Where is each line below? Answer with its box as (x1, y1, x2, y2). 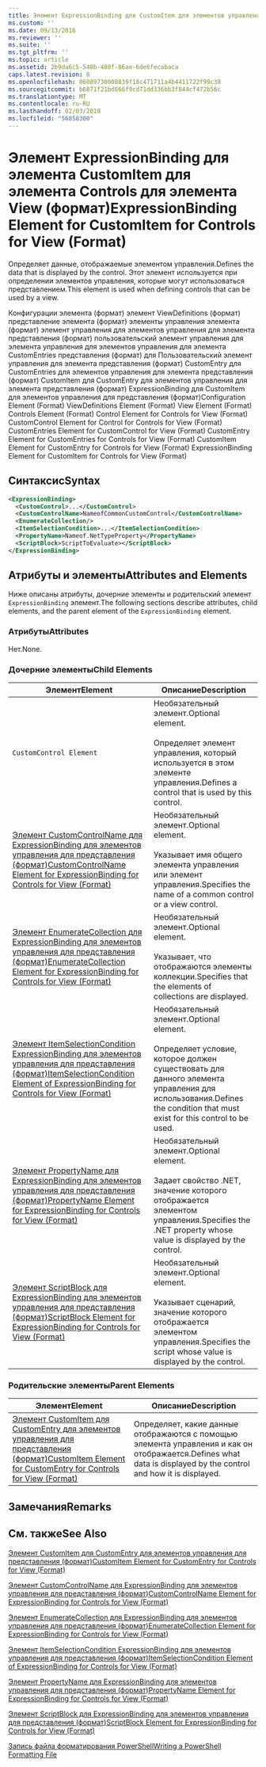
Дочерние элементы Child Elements (8, 664, 153, 675)
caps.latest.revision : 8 (8, 70, 90, 78)
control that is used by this (153, 787, 252, 798)
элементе (153, 767, 192, 779)
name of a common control (153, 889, 254, 900)
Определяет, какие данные (133, 1419, 239, 1430)
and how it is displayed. (133, 1468, 221, 1479)
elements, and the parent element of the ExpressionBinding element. (8, 607, 232, 616)
